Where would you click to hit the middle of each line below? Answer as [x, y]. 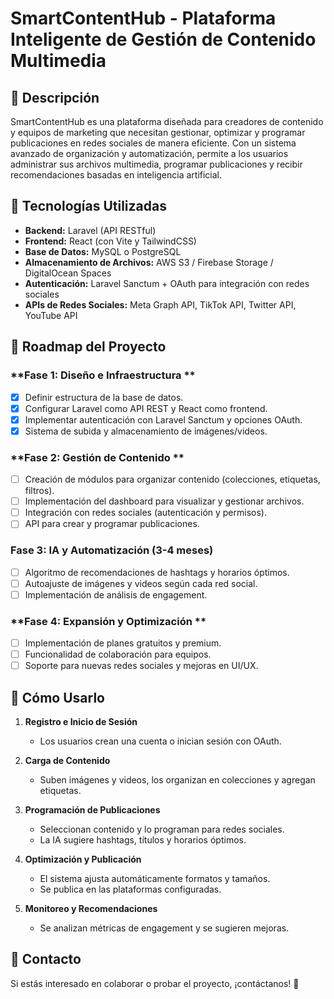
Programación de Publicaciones [92, 810]
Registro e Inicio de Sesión [81, 722]
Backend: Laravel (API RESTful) [90, 230]
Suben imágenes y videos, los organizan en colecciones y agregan [177, 780]
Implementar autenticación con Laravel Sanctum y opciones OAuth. [163, 419]
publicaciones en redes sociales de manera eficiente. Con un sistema [153, 143]
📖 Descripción [55, 97]
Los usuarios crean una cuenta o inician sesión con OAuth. [160, 741]
